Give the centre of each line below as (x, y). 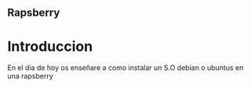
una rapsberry (31, 76)
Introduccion (50, 46)
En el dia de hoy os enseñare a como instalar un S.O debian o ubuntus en (125, 68)
